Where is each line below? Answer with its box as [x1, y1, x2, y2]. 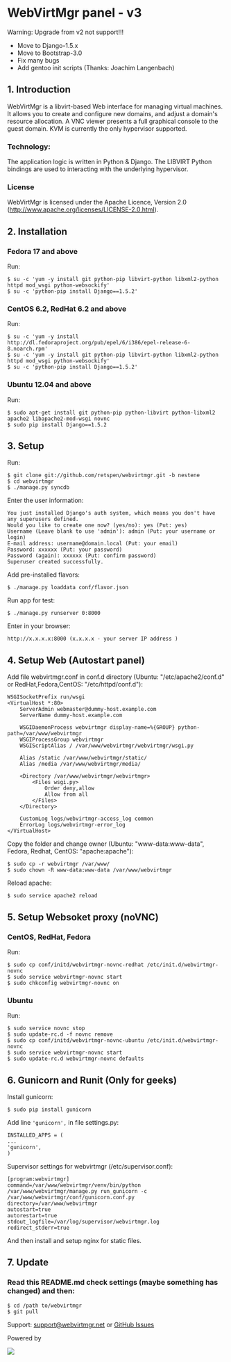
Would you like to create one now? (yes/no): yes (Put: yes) [7, 522, 188, 529]
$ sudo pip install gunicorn [7, 1106, 92, 1114]
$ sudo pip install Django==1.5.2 [7, 421, 108, 428]
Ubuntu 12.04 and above [7, 380, 92, 390]
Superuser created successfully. [7, 559, 104, 566]
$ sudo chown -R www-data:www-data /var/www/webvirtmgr [7, 867, 172, 874]
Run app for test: [7, 596, 55, 604]
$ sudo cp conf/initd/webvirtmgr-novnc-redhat [7, 961, 144, 968]
